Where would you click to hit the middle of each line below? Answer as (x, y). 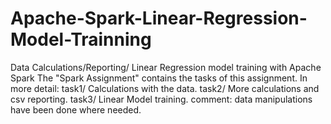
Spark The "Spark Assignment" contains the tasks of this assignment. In (159, 78)
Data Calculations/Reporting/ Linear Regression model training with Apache (166, 67)
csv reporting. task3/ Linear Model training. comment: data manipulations (161, 99)
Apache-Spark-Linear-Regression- (159, 18)
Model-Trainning (81, 39)
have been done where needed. (76, 109)
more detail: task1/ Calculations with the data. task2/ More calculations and (165, 88)
